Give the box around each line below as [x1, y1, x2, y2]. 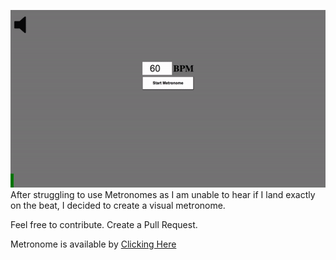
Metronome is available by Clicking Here [10, 238, 177, 250]
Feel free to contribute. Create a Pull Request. [10, 218, 198, 230]
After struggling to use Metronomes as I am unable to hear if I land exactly [10, 188, 316, 200]
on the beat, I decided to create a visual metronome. [10, 199, 226, 211]
